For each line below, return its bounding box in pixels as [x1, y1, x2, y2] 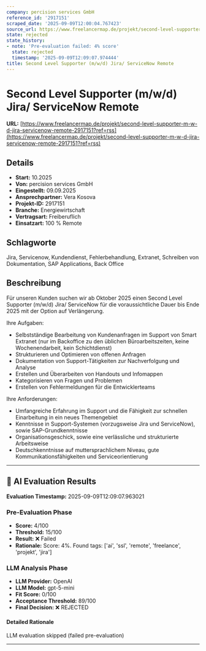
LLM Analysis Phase [6, 563, 68, 572]
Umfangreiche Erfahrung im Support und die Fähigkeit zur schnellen [15, 407, 188, 415]
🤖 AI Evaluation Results [6, 477, 97, 487]
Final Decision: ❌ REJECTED [15, 604, 89, 611]
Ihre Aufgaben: [6, 319, 44, 326]
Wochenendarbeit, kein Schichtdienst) [15, 344, 112, 351]
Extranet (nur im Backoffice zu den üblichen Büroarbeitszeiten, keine [15, 337, 189, 345]
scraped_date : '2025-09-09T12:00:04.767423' [6, 20, 122, 26]
